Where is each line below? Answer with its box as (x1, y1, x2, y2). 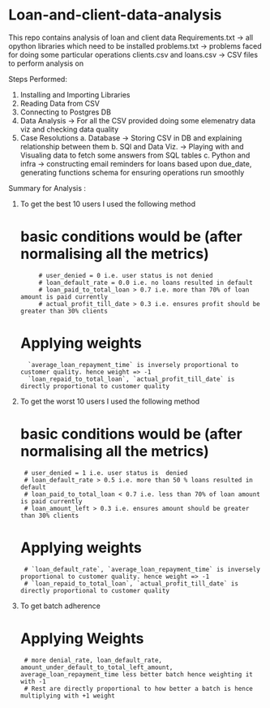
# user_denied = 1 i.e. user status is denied (24, 468, 188, 477)
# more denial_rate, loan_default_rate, (24, 656, 163, 664)
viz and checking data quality (19, 124, 119, 134)
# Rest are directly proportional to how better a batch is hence (24, 684, 253, 693)
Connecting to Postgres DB (19, 107, 112, 117)
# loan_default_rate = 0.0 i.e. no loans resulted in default (38, 278, 253, 287)
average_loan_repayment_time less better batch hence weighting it (19, 670, 253, 679)
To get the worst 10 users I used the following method (19, 396, 200, 406)
